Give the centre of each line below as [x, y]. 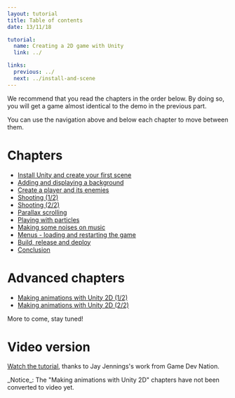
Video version [49, 347]
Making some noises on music [61, 227]
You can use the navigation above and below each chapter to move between [118, 120]
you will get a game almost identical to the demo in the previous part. [107, 105]
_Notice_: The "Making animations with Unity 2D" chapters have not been [113, 380]
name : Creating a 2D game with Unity [69, 46]
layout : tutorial [33, 14]
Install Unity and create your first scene [74, 175]
